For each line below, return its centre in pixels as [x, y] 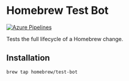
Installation [28, 58]
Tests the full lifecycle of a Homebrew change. [65, 39]
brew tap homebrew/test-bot [42, 72]
